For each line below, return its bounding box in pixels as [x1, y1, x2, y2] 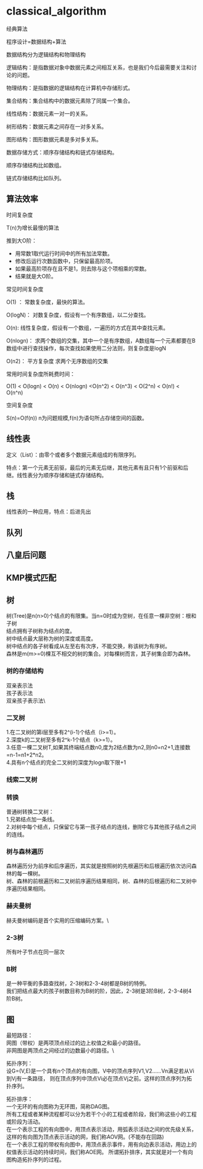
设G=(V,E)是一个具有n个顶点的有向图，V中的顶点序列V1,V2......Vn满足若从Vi [6, 1067, 195, 1074]
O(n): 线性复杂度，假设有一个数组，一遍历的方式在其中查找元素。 [6, 324, 169, 331]
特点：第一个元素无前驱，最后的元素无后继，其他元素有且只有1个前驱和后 [6, 464, 188, 471]
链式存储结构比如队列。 [6, 174, 65, 181]
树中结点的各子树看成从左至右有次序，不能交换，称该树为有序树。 [6, 643, 170, 650]
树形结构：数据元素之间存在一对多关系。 [6, 122, 107, 130]
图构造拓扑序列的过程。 [6, 1156, 65, 1164]
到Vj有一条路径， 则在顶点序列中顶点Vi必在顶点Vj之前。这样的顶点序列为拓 [6, 1075, 192, 1082]
